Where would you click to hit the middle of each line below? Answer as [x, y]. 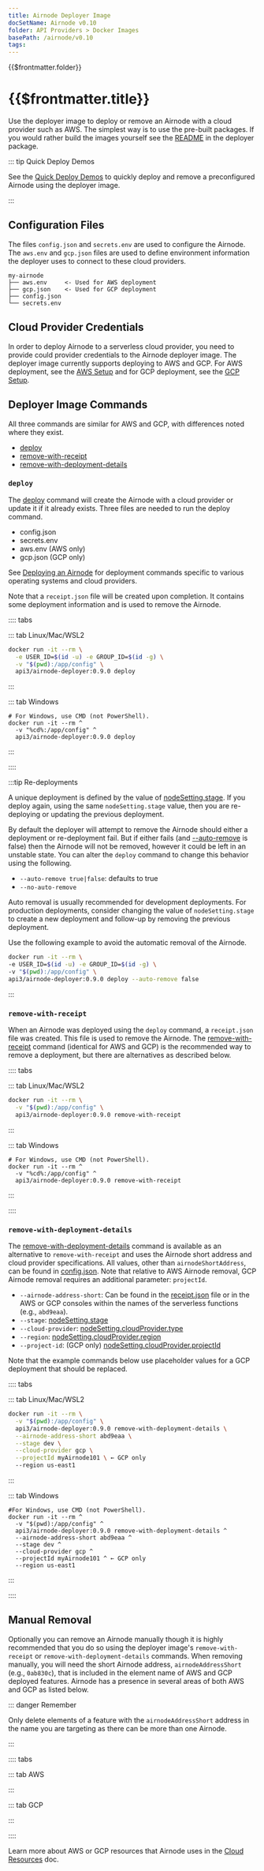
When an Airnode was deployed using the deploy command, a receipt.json [131, 1030]
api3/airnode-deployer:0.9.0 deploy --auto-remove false [104, 979]
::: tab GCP [26, 1805]
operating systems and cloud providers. [73, 580]
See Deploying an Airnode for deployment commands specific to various [126, 572]
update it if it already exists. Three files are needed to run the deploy [119, 508]
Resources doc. [33, 1859]
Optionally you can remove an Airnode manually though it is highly [116, 1639]
